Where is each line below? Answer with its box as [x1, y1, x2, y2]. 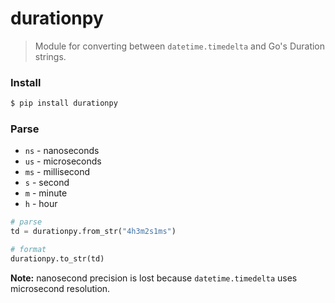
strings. [34, 50, 67, 62]
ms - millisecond [24, 166, 91, 178]
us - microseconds [24, 155, 102, 167]
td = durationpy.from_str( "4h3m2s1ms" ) [10, 227, 177, 237]
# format [10, 245, 47, 255]
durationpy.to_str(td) [10, 254, 105, 264]
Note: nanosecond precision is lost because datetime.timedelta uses [10, 272, 298, 284]
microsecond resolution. [10, 282, 111, 294]
